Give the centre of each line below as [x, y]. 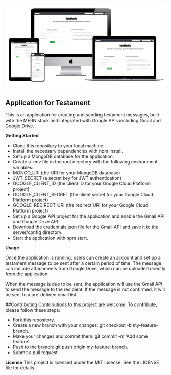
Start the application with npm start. [50, 238]
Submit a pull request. [36, 353]
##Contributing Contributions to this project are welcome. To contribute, [81, 304]
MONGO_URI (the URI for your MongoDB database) [66, 173]
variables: [23, 168]
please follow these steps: [33, 310]
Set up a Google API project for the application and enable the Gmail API [89, 216]
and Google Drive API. [36, 222]
